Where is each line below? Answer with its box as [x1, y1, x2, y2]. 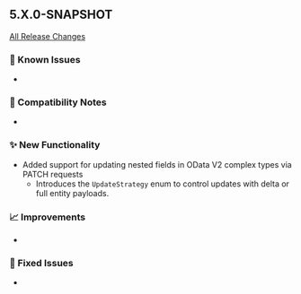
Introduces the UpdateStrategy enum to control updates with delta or [35, 178, 290, 189]
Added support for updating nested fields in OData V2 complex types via [22, 159, 292, 169]
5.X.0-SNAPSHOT [9, 7, 113, 22]
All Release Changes [9, 30, 86, 41]
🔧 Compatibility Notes [9, 96, 107, 108]
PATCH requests [22, 169, 84, 179]
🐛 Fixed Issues [9, 256, 74, 269]
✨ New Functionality [9, 139, 101, 151]
